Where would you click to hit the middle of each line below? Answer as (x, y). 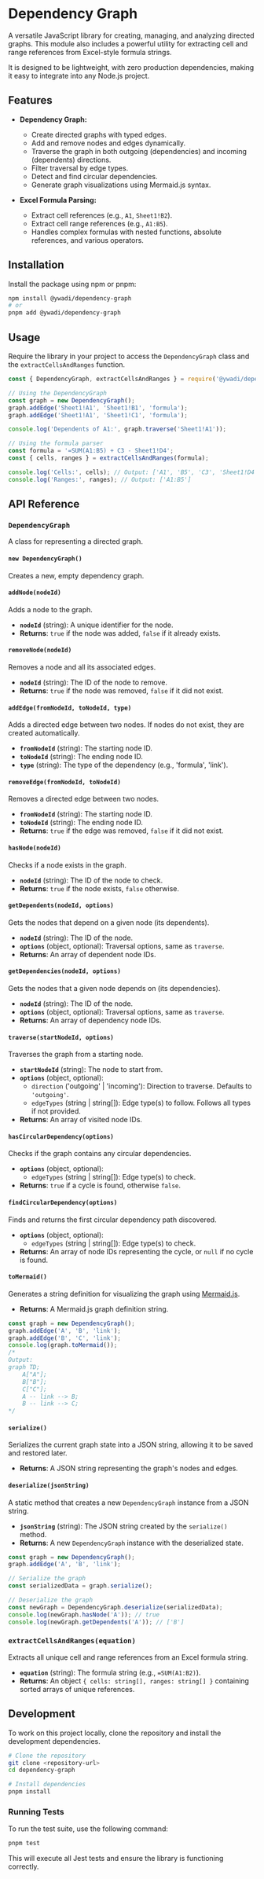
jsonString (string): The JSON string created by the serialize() (123, 1526)
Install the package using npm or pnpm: (72, 284)
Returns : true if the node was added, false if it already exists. (120, 633)
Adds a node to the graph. (50, 609)
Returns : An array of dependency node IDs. (90, 1020)
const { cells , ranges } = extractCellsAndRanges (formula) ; (109, 458)
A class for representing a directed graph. (76, 541)
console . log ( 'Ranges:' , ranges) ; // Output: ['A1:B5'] (100, 479)
